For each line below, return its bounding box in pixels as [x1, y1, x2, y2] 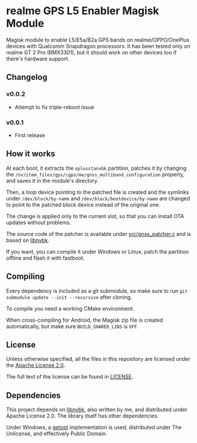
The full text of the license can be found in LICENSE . [6, 373, 134, 380]
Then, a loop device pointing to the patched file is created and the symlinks [6, 188, 189, 196]
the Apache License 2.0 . [6, 362, 65, 369]
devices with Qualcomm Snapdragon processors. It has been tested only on [6, 43, 191, 50]
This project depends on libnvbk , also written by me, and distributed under [6, 406, 188, 413]
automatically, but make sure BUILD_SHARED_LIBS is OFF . [6, 322, 139, 329]
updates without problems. [6, 219, 71, 226]
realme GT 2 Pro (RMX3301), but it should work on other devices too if [6, 48, 177, 56]
